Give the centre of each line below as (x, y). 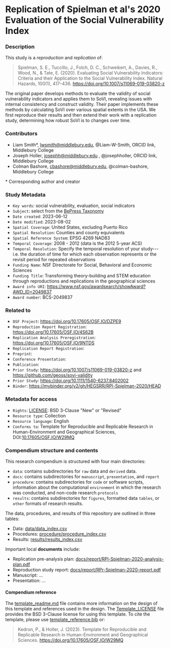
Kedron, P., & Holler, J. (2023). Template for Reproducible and (82, 629)
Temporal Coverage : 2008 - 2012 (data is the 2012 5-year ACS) (77, 243)
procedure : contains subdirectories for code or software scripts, (78, 482)
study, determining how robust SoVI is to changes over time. (68, 121)
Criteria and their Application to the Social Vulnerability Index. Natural (90, 78)
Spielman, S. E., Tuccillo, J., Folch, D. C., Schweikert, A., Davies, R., (88, 67)
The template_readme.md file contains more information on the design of (81, 603)
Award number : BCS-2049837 (42, 297)
